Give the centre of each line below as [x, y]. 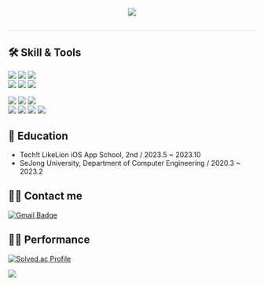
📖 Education [38, 136]
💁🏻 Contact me [45, 196]
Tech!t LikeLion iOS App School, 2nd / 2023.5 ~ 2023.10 [110, 155]
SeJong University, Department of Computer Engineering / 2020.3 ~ [130, 163]
